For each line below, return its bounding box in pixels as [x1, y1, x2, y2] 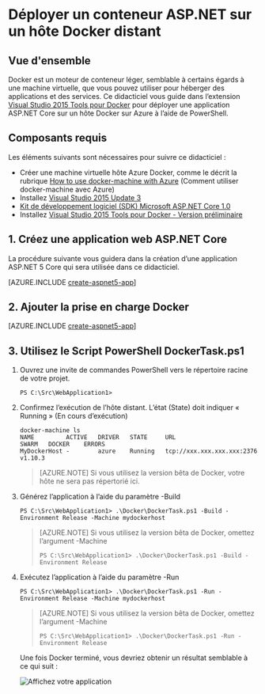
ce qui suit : [19, 662, 58, 671]
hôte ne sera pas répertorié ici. [39, 476, 140, 486]
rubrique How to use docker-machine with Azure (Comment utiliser [19, 176, 239, 185]
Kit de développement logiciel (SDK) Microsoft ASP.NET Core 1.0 [19, 201, 231, 210]
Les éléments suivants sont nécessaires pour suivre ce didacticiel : [8, 152, 226, 161]
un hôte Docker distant [8, 22, 161, 40]
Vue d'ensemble [8, 54, 91, 67]
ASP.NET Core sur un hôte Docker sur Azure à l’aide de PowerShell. [8, 108, 229, 118]
